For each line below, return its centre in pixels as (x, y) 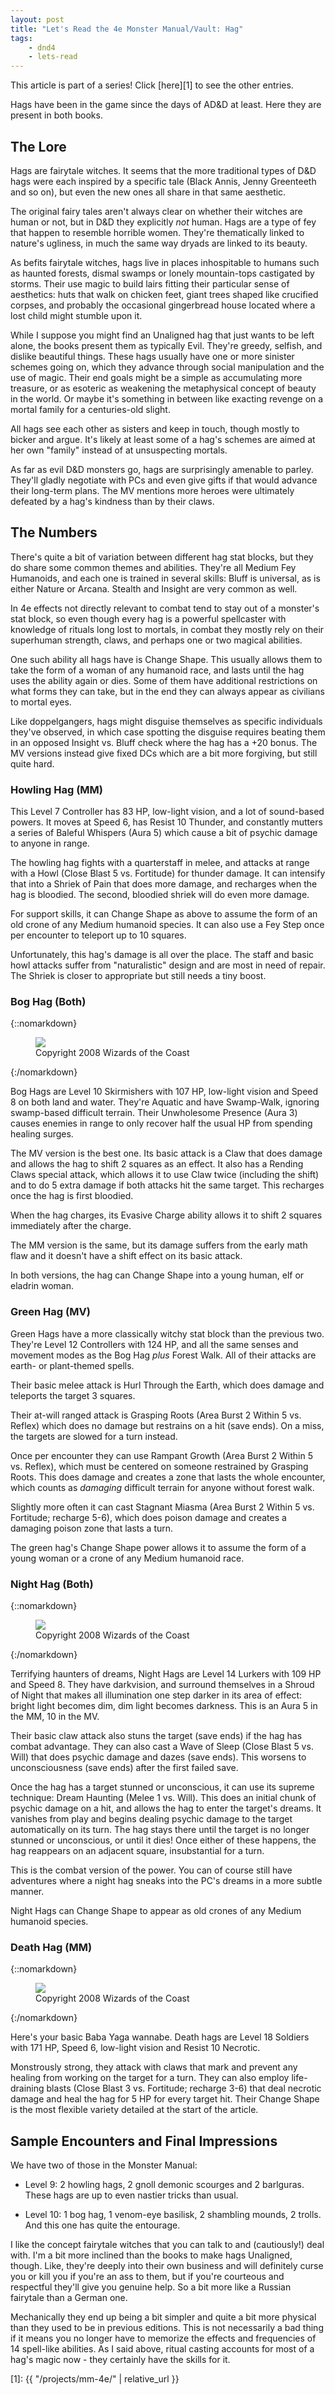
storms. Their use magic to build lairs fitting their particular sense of (150, 283)
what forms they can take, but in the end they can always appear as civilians (167, 691)
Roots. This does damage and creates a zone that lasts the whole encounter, (168, 1477)
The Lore (38, 146)
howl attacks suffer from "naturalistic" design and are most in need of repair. (168, 965)
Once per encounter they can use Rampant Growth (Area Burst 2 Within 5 (161, 1455)
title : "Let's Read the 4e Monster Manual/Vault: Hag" (127, 29)
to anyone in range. (50, 843)
